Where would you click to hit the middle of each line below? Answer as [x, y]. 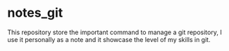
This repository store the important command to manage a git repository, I [114, 32]
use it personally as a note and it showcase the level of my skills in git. [109, 39]
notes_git [35, 13]
